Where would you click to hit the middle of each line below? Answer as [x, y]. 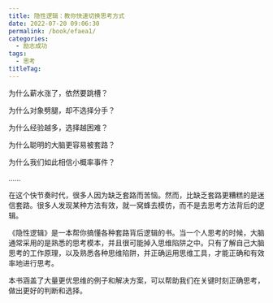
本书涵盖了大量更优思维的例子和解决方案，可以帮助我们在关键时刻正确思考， [136, 280]
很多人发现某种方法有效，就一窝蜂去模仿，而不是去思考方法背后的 [147, 205]
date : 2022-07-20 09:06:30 [54, 24]
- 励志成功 [32, 46]
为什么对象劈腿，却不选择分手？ [62, 110]
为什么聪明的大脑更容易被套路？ [62, 145]
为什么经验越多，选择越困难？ [58, 128]
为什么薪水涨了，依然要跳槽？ [58, 93]
